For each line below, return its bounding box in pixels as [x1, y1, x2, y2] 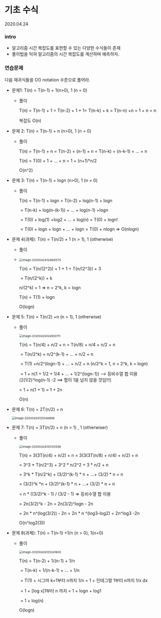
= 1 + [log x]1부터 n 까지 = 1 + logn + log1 [20, 588, 102, 593]
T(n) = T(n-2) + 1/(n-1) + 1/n [19, 558, 75, 564]
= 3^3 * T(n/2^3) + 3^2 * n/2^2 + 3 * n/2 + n [19, 462, 109, 467]
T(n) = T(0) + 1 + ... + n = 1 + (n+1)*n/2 [19, 157, 97, 163]
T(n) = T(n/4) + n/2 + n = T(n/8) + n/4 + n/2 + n [19, 341, 116, 347]
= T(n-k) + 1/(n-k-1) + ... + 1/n [20, 567, 80, 573]
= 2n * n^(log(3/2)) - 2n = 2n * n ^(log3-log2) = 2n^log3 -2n [19, 510, 140, 516]
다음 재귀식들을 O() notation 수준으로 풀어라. [4, 77, 90, 82]
